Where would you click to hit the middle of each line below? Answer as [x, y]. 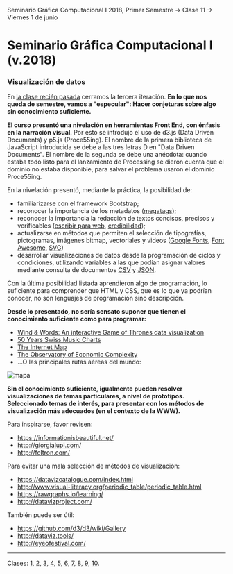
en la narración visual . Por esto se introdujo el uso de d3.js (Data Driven [110, 133]
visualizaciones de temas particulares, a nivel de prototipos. [96, 396]
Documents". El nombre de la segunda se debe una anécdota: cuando [107, 155]
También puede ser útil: [41, 515]
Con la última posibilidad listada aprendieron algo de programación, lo [107, 283]
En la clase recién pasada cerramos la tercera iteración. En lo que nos [107, 97]
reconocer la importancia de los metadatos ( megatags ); [97, 211]
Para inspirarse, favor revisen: [50, 424]
